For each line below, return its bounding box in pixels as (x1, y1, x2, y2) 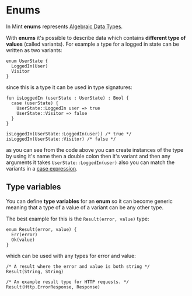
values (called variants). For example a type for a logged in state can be (6, 40, 179, 47)
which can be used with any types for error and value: (6, 252, 136, 259)
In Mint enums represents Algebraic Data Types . (6, 23, 123, 30)
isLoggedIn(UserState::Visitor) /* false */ (6, 136, 116, 142)
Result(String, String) (6, 268, 64, 274)
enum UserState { (6, 58, 48, 64)
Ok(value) (11, 237, 35, 243)
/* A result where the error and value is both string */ (6, 263, 150, 270)
